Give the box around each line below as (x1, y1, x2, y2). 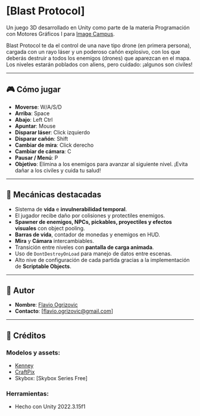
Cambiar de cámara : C (14, 147, 71, 155)
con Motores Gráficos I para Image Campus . (6, 30, 115, 37)
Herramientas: (6, 389, 49, 397)
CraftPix (14, 368, 35, 375)
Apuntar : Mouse (14, 122, 56, 130)
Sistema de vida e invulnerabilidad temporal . (14, 205, 127, 212)
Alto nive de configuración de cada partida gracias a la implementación (14, 256, 190, 263)
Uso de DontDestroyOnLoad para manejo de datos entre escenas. (14, 249, 172, 257)
